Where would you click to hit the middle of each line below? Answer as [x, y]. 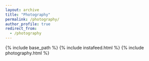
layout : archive [22, 10]
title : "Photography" [28, 15]
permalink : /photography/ [32, 19]
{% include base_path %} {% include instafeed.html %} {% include [75, 48]
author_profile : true [28, 24]
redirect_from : [21, 29]
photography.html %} [27, 53]
